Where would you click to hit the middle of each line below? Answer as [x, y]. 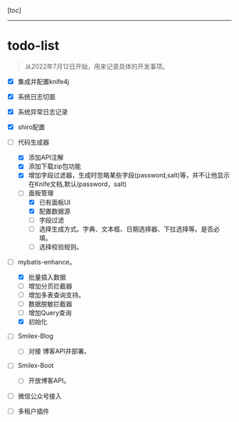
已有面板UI [55, 202]
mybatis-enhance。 [47, 262]
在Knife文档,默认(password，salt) [77, 184]
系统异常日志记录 [43, 112]
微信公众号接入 [39, 396]
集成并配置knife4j [43, 81]
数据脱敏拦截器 [50, 304]
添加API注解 [46, 158]
